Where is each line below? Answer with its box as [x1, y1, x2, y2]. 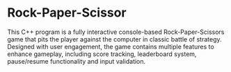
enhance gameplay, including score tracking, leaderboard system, [7, 50, 197, 58]
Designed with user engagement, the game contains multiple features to [7, 42, 214, 51]
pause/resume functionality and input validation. [7, 57, 146, 65]
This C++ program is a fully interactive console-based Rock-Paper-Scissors [7, 28, 225, 36]
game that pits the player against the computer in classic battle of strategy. [7, 35, 222, 43]
